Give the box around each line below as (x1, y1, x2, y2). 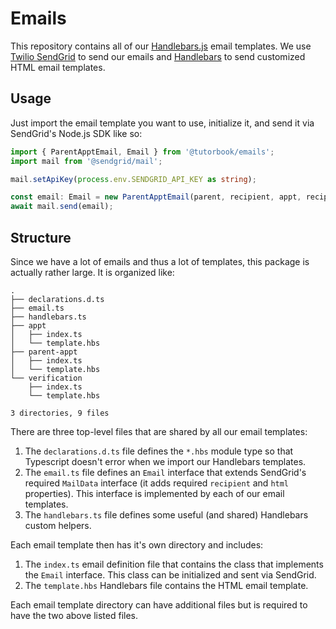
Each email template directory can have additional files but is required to (10, 598, 308, 611)
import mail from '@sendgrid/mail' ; (10, 156, 163, 166)
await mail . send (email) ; (10, 202, 114, 212)
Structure (10, 229, 72, 246)
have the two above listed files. (10, 609, 138, 621)
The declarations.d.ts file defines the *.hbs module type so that (24, 445, 294, 457)
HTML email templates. (10, 61, 106, 73)
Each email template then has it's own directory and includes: (10, 538, 264, 551)
